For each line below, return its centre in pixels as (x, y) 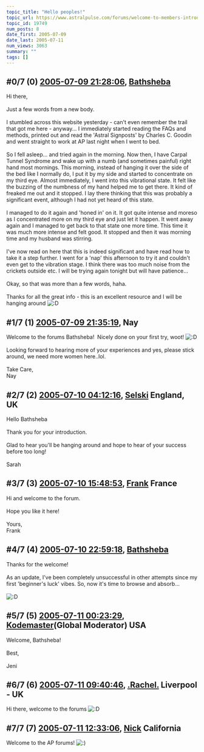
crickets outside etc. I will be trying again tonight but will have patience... (97, 271)
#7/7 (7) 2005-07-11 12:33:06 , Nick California (94, 728)
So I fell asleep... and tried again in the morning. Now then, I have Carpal (97, 155)
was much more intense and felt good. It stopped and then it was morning (99, 232)
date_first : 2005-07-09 (36, 35)
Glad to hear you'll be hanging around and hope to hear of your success (97, 445)
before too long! (26, 451)
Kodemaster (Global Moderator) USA (76, 625)
